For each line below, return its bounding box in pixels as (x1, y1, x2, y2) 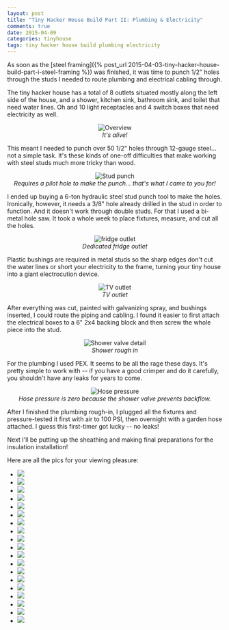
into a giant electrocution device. (7, 270, 100, 278)
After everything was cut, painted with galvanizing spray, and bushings (7, 304, 207, 312)
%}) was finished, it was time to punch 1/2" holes (81, 68, 220, 76)
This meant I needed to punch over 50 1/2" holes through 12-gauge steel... (7, 144, 217, 152)
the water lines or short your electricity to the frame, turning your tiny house (7, 263, 221, 270)
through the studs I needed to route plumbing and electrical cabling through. (7, 75, 222, 83)
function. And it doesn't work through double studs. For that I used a (7, 207, 200, 215)
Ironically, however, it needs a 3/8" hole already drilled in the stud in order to (7, 200, 222, 207)
